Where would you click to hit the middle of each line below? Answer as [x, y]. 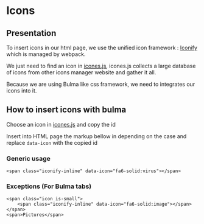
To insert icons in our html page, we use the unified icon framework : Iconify [102, 47]
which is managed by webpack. [46, 54]
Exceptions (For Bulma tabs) [49, 186]
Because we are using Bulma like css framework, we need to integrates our [101, 84]
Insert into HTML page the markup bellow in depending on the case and [97, 136]
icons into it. [22, 91]
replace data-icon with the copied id [52, 142]
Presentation [31, 33]
